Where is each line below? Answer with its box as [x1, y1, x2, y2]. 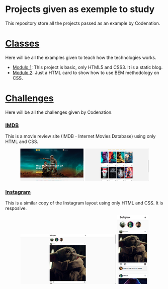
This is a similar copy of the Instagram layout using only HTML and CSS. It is [5, 200, 163, 206]
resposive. [5, 205, 27, 211]
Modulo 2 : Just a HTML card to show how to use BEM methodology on [12, 69, 159, 76]
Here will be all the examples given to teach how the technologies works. [5, 54, 156, 60]
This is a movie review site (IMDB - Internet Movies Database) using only [5, 133, 156, 139]
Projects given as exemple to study [5, 4, 155, 15]
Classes [5, 38, 40, 49]
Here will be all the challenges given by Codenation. [5, 109, 113, 115]
